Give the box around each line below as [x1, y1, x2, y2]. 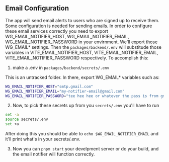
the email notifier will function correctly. [12, 151, 95, 157]
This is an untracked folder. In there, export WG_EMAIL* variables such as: [5, 74, 160, 80]
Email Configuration [5, 4, 69, 13]
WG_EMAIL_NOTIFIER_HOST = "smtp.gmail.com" [5, 84, 94, 89]
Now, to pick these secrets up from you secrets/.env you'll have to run [12, 103, 159, 109]
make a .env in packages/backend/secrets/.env [12, 64, 110, 70]
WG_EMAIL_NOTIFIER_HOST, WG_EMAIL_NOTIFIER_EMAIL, [5, 33, 129, 39]
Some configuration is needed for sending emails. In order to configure [5, 23, 152, 29]
